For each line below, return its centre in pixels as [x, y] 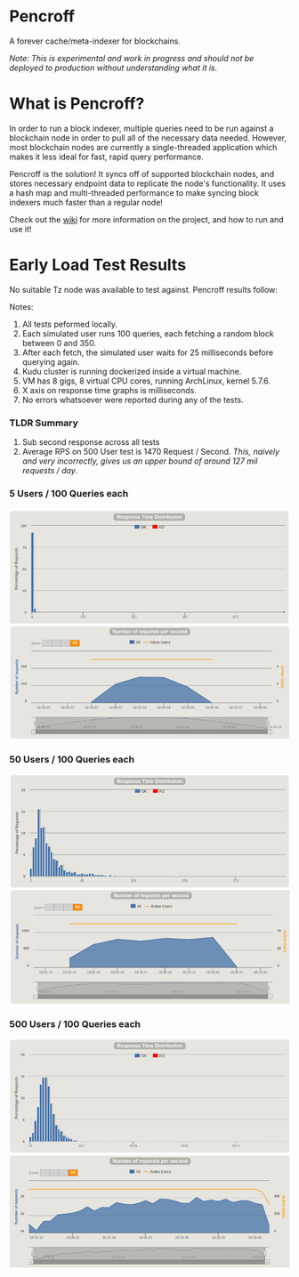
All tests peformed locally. [70, 324]
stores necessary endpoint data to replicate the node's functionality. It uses [148, 183]
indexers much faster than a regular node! [86, 202]
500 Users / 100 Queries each [75, 1023]
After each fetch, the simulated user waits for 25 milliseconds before [148, 352]
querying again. [51, 361]
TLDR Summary [44, 423]
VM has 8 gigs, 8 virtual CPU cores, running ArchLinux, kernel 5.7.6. [146, 381]
